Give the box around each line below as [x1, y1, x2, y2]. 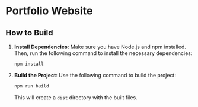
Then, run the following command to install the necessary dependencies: [14, 50, 193, 57]
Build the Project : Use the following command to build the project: [14, 72, 176, 79]
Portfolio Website [5, 4, 93, 18]
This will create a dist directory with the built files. [14, 93, 138, 101]
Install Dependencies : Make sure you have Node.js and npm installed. [14, 43, 186, 50]
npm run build [14, 83, 49, 89]
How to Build [5, 28, 54, 38]
